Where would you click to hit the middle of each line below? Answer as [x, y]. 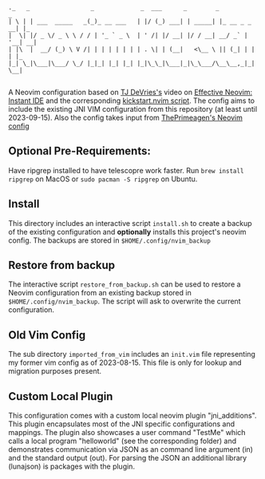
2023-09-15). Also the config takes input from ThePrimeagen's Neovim [126, 117]
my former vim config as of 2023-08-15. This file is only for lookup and [125, 362]
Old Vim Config [47, 335]
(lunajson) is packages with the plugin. [72, 466]
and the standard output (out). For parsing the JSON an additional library [128, 458]
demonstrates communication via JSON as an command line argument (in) [131, 449]
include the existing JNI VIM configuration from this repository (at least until [133, 109]
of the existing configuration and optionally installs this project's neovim [127, 232]
